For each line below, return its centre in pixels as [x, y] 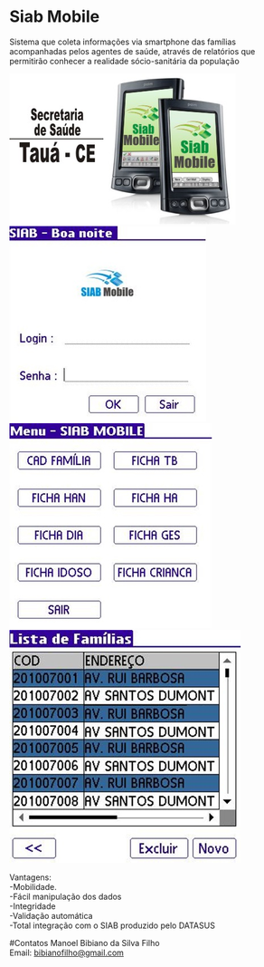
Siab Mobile [55, 17]
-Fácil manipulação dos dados [66, 896]
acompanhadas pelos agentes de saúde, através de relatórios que [132, 51]
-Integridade [33, 906]
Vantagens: [31, 877]
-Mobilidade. [33, 886]
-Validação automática [51, 915]
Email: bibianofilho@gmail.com [67, 952]
